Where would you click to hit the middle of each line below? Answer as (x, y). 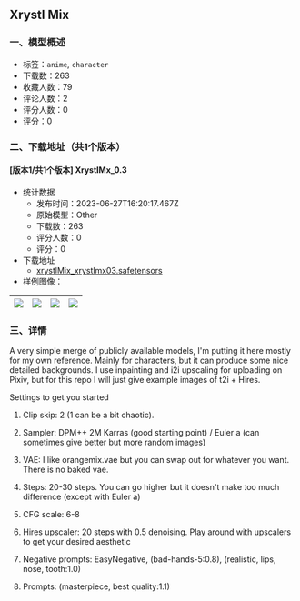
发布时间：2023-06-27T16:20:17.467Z (107, 203)
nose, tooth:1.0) (52, 569)
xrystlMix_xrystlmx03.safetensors (99, 270)
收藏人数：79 (47, 86)
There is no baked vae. (65, 470)
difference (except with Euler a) (81, 497)
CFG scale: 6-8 (51, 515)
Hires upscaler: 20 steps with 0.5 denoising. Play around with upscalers (157, 532)
